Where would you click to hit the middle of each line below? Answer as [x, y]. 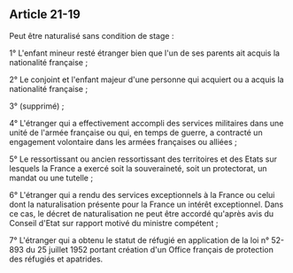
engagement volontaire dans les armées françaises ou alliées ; [123, 141]
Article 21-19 [45, 15]
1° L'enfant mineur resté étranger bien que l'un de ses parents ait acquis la [145, 53]
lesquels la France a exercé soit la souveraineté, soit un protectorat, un [138, 168]
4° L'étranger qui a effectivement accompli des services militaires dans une [146, 123]
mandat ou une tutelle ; [51, 178]
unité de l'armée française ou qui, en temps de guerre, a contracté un [136, 133]
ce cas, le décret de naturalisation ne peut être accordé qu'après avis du [142, 213]
